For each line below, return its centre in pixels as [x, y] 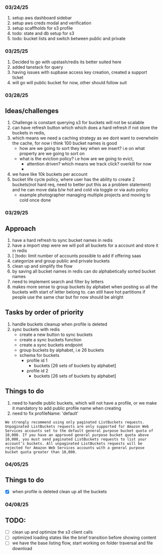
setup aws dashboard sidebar [42, 18]
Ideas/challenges [32, 111]
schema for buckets [39, 355]
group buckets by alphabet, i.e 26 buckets [62, 350]
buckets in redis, [29, 133]
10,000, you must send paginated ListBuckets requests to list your [76, 439]
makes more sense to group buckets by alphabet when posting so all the [85, 287]
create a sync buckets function [50, 339]
